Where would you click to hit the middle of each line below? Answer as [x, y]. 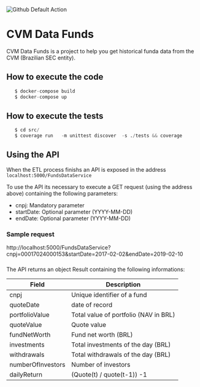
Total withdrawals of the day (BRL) [121, 354]
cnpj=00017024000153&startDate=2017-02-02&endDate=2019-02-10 [95, 254]
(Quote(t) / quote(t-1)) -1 [109, 375]
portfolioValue [29, 315]
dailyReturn [26, 375]
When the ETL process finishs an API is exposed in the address [86, 169]
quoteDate [25, 305]
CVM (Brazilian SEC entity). [41, 58]
